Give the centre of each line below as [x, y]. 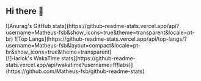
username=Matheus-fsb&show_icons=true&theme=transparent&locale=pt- [100, 32]
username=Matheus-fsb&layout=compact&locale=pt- [73, 45]
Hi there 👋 [25, 11]
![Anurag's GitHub [28, 26]
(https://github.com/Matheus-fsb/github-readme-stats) [75, 71]
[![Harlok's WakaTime [33, 58]
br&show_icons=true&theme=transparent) [59, 52]
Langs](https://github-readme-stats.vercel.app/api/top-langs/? [108, 39]
